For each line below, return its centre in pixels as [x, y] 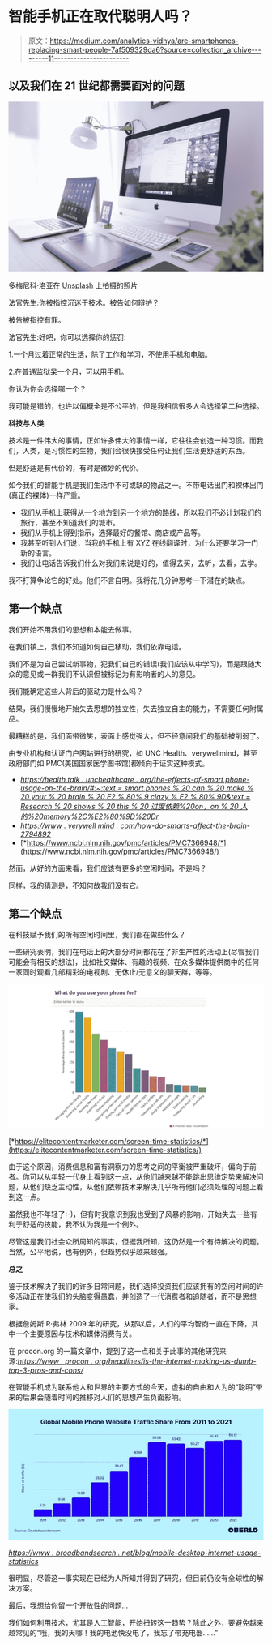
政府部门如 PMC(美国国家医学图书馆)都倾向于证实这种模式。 [108, 764]
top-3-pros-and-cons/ [46, 1370]
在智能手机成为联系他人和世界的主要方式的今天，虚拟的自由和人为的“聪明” [132, 1386]
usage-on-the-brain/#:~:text [68, 788]
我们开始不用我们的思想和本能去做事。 [72, 630]
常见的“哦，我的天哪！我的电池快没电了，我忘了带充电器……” [117, 1632]
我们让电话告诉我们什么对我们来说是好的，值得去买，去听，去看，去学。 [140, 563]
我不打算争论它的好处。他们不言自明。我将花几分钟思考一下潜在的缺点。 [129, 580]
